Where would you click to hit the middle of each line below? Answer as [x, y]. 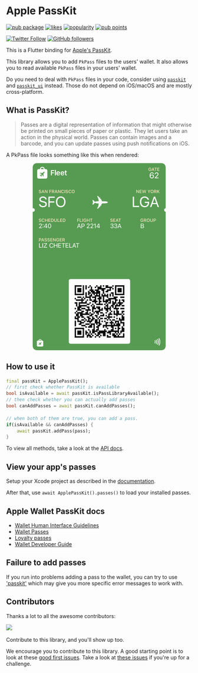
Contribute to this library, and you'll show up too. [65, 639]
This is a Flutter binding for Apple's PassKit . [59, 50]
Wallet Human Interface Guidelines [57, 525]
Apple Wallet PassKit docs [55, 511]
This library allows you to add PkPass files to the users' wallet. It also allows [97, 61]
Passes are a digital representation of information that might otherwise [106, 125]
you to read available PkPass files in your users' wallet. [72, 68]
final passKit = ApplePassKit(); [47, 381]
